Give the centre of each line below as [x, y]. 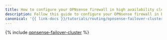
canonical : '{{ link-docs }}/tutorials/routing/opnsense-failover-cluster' [85, 19]
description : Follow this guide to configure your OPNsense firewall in [82, 14]
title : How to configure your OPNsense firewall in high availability [80, 10]
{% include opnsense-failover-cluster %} [47, 33]
